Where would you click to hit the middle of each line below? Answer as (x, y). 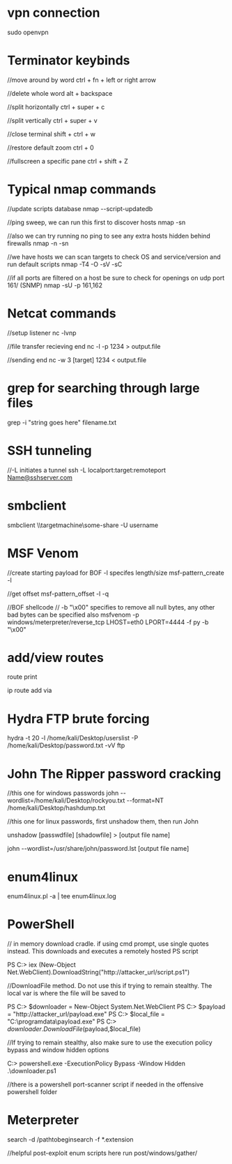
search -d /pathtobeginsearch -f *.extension (70, 1140)
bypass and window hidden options (58, 1050)
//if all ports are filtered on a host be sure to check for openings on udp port (116, 278)
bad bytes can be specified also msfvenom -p (73, 615)
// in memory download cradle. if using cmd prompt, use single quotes (108, 944)
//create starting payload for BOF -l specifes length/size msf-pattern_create (116, 573)
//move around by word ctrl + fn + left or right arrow (82, 80)
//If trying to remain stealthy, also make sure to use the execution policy (110, 1042)
